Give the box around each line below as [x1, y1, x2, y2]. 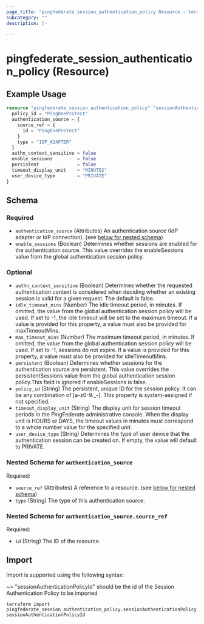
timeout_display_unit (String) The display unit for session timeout [15, 404, 181, 412]
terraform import [6, 601, 50, 607]
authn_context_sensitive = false [12, 150, 97, 157]
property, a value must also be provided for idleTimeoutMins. [15, 353, 168, 360]
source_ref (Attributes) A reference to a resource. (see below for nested [15, 484, 195, 491]
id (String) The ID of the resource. [15, 538, 101, 545]
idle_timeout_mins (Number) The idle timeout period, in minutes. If [15, 301, 182, 308]
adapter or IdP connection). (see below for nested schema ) [15, 234, 163, 241]
